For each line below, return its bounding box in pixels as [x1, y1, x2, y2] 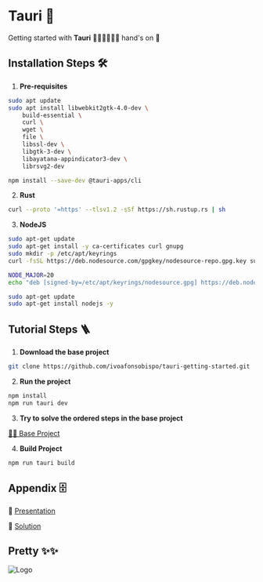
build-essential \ [22, 111, 82, 119]
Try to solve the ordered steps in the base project [19, 413, 183, 423]
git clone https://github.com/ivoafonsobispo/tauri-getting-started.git [8, 362, 250, 371]
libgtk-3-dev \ [22, 147, 72, 155]
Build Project [19, 443, 63, 453]
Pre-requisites [19, 82, 68, 91]
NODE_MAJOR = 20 [8, 271, 55, 279]
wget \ [22, 125, 44, 134]
